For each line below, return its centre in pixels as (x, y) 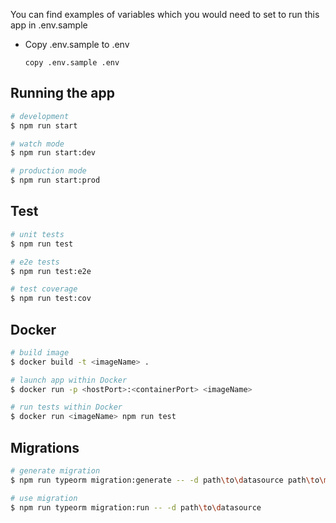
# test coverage (44, 289)
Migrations (45, 447)
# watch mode (37, 144)
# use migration (44, 498)
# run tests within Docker (66, 407)
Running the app (62, 93)
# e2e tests (35, 262)
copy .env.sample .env (72, 63)
